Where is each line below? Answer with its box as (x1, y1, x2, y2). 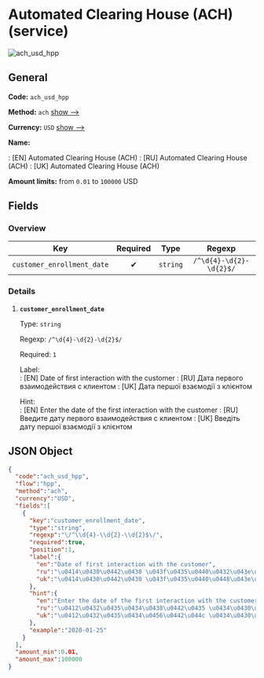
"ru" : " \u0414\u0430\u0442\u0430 (36, 568, 143, 576)
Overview (8, 223, 46, 234)
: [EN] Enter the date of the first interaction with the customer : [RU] (19, 405, 238, 415)
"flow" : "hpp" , (15, 480, 61, 488)
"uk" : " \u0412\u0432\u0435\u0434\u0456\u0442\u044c (36, 612, 206, 620)
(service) (8, 22, 69, 40)
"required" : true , (28, 539, 86, 547)
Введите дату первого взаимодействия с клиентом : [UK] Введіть (19, 413, 240, 422)
